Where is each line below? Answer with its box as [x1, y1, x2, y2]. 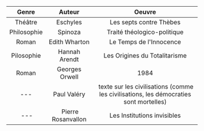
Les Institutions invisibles [109, 112, 181, 119]
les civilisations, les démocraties [99, 90, 191, 98]
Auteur [58, 8, 80, 16]
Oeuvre [134, 8, 157, 16]
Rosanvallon [51, 115, 87, 123]
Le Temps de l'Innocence [109, 38, 182, 46]
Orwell [59, 73, 79, 81]
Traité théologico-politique [106, 28, 184, 36]
